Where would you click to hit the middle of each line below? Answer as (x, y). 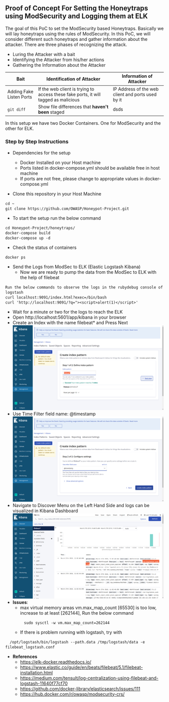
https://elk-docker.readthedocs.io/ (56, 662)
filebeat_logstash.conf (30, 647)
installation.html (36, 672)
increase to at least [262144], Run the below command (77, 613)
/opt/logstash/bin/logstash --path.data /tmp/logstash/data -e (77, 642)
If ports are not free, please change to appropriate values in (82, 178)
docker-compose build (28, 233)
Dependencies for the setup (41, 153)
